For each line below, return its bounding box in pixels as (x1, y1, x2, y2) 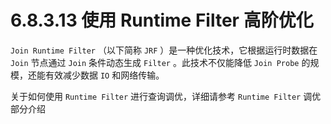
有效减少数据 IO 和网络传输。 (44, 69, 165, 81)
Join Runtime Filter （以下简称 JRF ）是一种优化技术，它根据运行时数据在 (10, 44, 318, 56)
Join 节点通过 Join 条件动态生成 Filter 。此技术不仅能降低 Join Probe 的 (10, 56, 311, 68)
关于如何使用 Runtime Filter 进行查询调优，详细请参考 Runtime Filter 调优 (10, 90, 322, 102)
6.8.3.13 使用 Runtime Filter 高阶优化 (10, 9, 314, 32)
